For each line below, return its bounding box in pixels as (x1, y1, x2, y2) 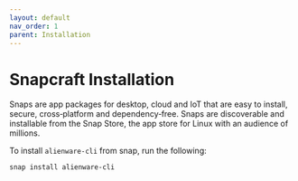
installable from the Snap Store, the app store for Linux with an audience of (9, 119, 289, 129)
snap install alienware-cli (9, 163, 116, 172)
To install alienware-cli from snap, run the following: (9, 146, 208, 157)
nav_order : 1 (9, 22, 59, 31)
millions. (9, 128, 41, 138)
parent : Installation (9, 30, 91, 39)
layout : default (9, 13, 70, 23)
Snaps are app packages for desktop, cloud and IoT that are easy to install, (9, 99, 288, 110)
